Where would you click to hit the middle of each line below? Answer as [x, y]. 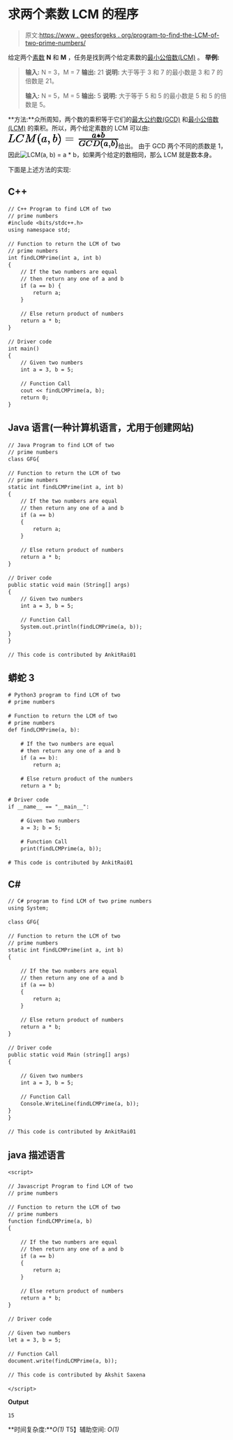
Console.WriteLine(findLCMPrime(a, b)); [80, 1104]
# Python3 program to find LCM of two [64, 695]
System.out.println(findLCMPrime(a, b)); [81, 627]
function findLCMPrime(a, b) [50, 1221]
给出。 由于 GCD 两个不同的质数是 [167, 146]
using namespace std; [39, 230]
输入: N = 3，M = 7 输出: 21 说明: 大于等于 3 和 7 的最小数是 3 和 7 [120, 72]
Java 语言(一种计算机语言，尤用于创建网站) [101, 428]
